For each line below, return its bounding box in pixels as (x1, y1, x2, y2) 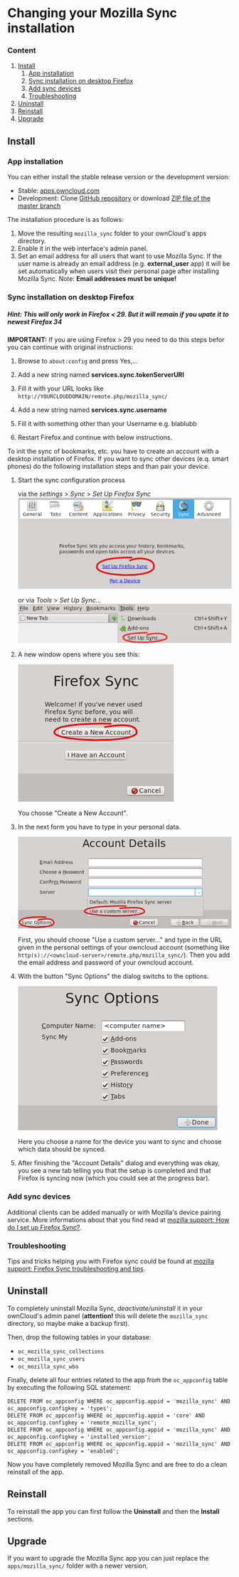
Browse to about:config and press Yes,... (17, 357, 138, 366)
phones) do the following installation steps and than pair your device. (7, 462, 210, 471)
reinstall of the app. (7, 1467, 64, 1476)
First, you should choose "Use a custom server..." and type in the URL (17, 935, 223, 944)
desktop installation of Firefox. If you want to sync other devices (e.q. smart (7, 455, 229, 463)
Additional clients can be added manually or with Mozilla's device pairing (7, 1208, 221, 1216)
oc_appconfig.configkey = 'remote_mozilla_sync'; (7, 1419, 158, 1426)
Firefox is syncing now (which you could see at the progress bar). (17, 1174, 211, 1182)
